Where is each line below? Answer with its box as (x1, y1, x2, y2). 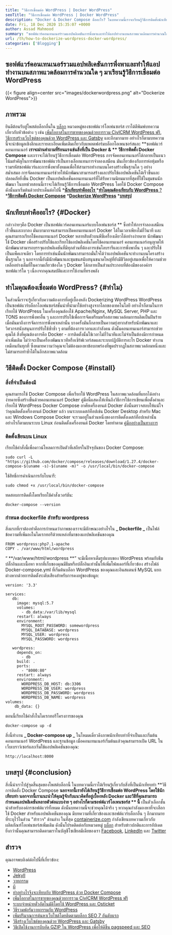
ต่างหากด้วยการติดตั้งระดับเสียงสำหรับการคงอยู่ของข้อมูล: (5, 573, 99, 579)
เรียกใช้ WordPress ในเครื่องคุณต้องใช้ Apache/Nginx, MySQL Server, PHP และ (5, 308, 158, 314)
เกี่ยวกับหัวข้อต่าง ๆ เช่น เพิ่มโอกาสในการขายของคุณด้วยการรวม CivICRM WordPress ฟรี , (5, 129, 162, 135)
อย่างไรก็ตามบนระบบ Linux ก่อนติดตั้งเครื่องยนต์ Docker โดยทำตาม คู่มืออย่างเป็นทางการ (5, 419, 158, 426)
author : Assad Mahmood (5, 27, 54, 32)
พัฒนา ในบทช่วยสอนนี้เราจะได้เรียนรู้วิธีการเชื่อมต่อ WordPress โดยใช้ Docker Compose (5, 181, 164, 187)
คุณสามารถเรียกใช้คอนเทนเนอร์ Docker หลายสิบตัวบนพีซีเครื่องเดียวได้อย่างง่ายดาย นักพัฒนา (5, 233, 163, 239)
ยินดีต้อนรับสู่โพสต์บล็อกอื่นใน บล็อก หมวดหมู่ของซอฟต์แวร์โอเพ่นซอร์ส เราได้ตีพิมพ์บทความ (5, 124, 159, 130)
